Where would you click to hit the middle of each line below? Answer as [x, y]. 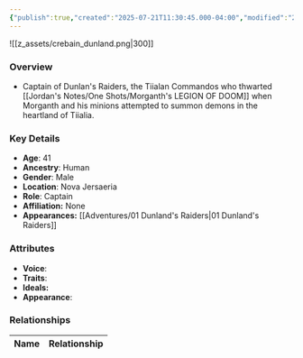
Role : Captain [48, 197]
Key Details [35, 138]
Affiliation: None [54, 206]
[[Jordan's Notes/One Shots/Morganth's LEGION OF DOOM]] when [147, 96]
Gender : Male [48, 178]
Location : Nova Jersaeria [69, 187]
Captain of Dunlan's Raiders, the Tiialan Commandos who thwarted [147, 86]
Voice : [35, 268]
